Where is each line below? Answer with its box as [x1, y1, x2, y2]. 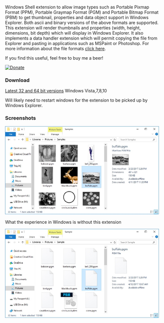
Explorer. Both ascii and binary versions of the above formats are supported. [5, 20, 159, 25]
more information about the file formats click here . [5, 46, 106, 51]
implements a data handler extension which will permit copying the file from [5, 35, 158, 41]
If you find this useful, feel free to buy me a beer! [5, 55, 103, 61]
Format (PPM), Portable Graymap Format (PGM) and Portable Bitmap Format [5, 9, 159, 15]
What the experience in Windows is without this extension [5, 219, 122, 225]
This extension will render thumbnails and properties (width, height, [5, 25, 141, 31]
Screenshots [5, 115, 36, 122]
